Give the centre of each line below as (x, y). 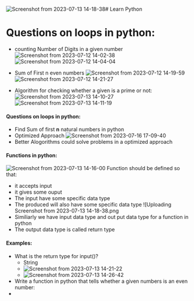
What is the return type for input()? (56, 256)
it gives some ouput (38, 192)
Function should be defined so (143, 168)
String (30, 262)
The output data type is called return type (65, 229)
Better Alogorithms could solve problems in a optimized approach (93, 142)
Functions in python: (32, 155)
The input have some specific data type (62, 198)
